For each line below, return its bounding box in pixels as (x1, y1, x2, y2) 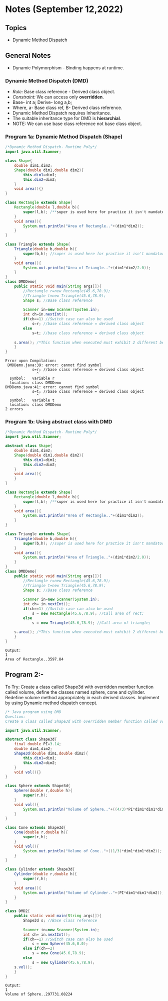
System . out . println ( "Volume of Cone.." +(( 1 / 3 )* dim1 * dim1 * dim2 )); (23, 848, 162, 853)
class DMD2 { (5, 909, 30, 914)
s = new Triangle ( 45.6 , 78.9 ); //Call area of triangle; (31, 620, 151, 625)
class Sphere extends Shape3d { (5, 784, 70, 789)
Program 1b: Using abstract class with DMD (5, 418, 112, 425)
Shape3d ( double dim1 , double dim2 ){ (14, 751, 88, 756)
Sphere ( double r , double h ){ (14, 788, 72, 793)
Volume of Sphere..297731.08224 (5, 992, 72, 997)
